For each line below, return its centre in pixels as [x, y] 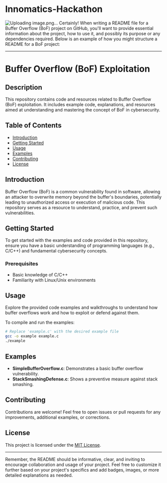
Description [24, 87]
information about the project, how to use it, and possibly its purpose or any [83, 33]
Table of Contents [34, 125]
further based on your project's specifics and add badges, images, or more [82, 470]
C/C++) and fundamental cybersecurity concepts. [56, 251]
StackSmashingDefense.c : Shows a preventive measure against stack [85, 379]
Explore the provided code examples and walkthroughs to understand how [82, 308]
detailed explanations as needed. [39, 475]
